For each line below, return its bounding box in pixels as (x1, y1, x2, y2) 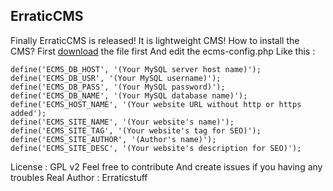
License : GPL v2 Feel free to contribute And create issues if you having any (10, 160, 323, 173)
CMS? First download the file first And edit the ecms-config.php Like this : (10, 45, 316, 57)
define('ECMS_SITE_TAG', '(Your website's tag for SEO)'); (10, 125, 262, 136)
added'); (10, 108, 47, 118)
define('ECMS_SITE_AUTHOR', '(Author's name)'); (10, 134, 217, 144)
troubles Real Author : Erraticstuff (10, 171, 148, 183)
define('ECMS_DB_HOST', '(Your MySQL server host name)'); (10, 64, 262, 74)
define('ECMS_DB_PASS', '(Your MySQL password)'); (10, 82, 226, 92)
